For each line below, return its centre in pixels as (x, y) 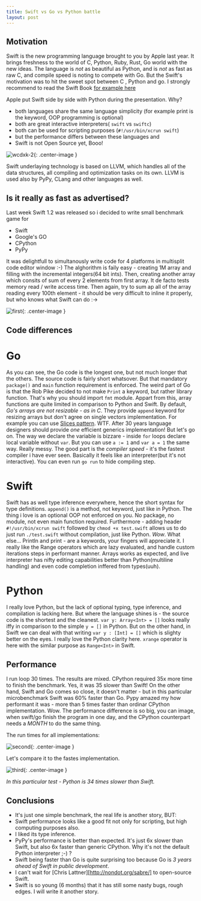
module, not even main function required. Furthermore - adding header (94, 522)
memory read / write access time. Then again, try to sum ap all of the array (99, 287)
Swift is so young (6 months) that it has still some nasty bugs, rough (99, 885)
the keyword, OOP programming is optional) (69, 118)
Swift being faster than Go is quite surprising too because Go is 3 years (103, 860)
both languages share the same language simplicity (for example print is (104, 111)
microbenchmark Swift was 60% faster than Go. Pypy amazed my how (94, 698)
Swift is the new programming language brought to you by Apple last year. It (100, 56)
